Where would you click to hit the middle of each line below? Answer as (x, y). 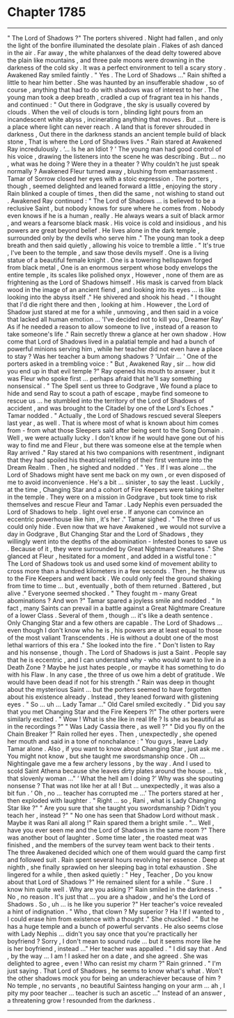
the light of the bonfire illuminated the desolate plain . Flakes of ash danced (115, 45)
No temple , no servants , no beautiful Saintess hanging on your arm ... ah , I (116, 985)
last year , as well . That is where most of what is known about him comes (113, 423)
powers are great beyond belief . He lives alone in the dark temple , (103, 230)
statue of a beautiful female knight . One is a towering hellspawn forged (110, 260)
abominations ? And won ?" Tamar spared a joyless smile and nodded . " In (115, 601)
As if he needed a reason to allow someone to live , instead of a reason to (112, 326)
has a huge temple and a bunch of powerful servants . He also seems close (115, 926)
